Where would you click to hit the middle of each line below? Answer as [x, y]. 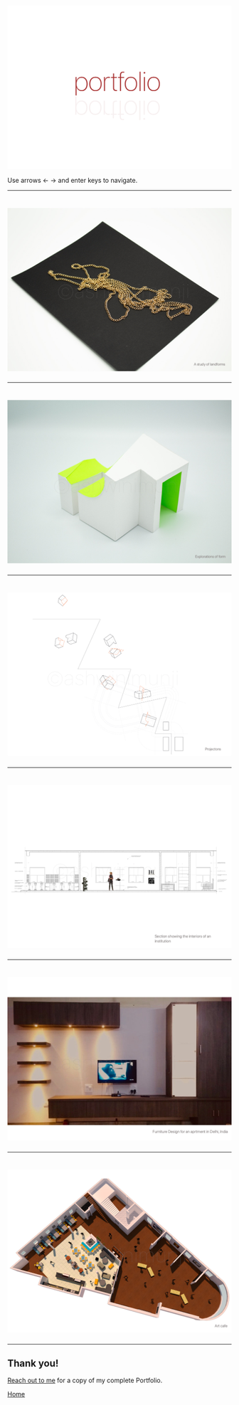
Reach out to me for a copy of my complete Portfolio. [85, 1380]
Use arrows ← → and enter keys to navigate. [73, 180]
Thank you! [33, 1363]
